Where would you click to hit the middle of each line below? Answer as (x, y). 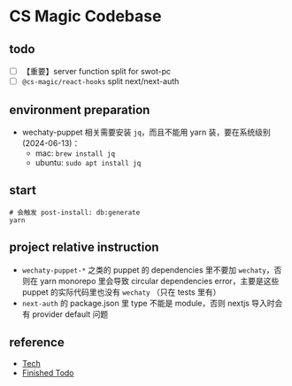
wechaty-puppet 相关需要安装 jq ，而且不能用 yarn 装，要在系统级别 (146, 132)
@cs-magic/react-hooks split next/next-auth (100, 81)
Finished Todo (48, 373)
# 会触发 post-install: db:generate (75, 212)
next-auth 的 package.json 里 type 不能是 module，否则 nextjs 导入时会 (152, 303)
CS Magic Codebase (85, 16)
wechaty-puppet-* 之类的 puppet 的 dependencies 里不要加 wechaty (144, 270)
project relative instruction (84, 247)
